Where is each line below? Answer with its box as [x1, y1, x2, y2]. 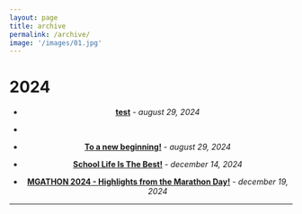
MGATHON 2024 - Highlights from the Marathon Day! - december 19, [26, 176, 289, 187]
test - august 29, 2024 [115, 107, 200, 118]
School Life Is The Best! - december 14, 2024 [73, 159, 243, 170]
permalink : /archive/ [9, 30, 91, 39]
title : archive [9, 22, 67, 31]
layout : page [9, 13, 58, 22]
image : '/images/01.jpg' [9, 38, 102, 48]
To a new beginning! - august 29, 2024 [84, 141, 232, 153]
